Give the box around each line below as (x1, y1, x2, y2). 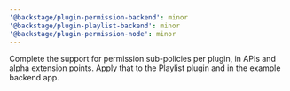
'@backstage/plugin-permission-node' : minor (9, 29, 176, 38)
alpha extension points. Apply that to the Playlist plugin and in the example (9, 63, 281, 73)
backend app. (9, 72, 59, 83)
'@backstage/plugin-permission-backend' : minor (9, 12, 189, 22)
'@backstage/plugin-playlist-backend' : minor (9, 21, 180, 30)
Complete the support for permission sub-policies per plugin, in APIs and (9, 54, 277, 64)
